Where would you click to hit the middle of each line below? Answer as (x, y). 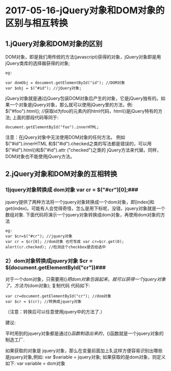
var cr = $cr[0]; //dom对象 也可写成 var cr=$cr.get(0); (65, 241)
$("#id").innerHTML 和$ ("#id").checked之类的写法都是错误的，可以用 (79, 144)
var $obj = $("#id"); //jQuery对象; (43, 88)
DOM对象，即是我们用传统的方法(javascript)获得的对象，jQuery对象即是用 (83, 57)
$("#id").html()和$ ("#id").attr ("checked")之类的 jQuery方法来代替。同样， (83, 150)
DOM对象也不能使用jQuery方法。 (40, 156)
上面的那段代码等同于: (35, 117)
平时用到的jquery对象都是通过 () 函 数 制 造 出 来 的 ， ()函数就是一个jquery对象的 (84, 333)
